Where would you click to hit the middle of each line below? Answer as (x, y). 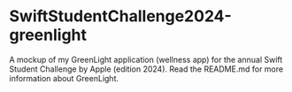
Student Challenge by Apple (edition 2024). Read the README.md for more (146, 69)
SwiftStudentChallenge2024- (120, 16)
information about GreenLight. (64, 78)
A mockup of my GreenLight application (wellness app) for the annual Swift (146, 59)
